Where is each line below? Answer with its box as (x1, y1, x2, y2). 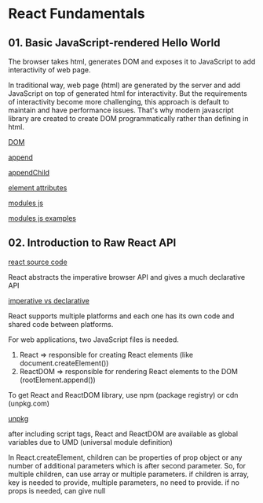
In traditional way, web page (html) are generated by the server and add (8, 80, 241, 90)
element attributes (8, 183, 68, 193)
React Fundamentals (8, 5, 145, 23)
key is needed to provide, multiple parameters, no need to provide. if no (8, 477, 239, 487)
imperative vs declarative (8, 296, 90, 305)
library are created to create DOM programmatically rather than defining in (8, 114, 249, 123)
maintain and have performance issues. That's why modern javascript (8, 105, 234, 115)
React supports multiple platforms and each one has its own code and (8, 311, 235, 321)
